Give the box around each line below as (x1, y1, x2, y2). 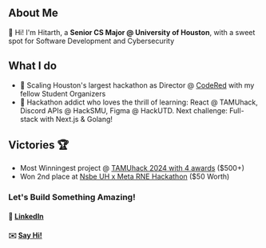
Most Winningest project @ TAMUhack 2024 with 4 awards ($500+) (19, 163, 245, 173)
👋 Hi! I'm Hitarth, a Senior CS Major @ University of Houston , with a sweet (8, 27, 256, 37)
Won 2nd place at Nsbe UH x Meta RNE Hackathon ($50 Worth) (19, 171, 230, 182)
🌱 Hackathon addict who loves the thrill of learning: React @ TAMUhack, (19, 97, 258, 107)
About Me (8, 6, 58, 20)
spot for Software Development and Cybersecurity (8, 36, 175, 45)
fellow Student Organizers (19, 89, 106, 98)
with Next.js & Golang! (39, 114, 113, 124)
